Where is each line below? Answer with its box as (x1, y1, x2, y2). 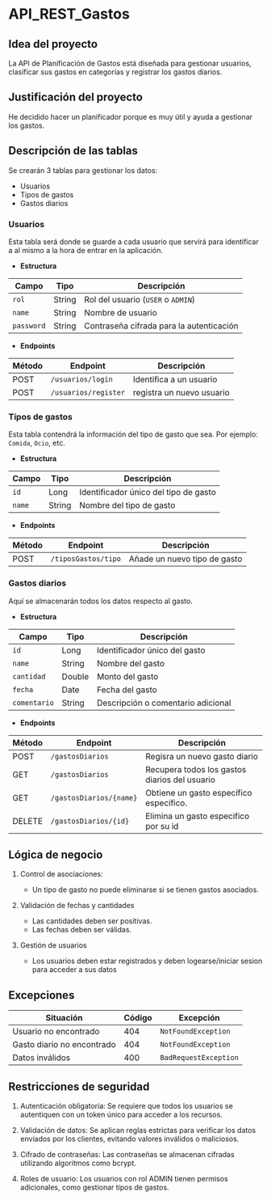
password (12, 321, 46, 330)
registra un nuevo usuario (132, 387, 230, 398)
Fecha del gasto (96, 684, 157, 695)
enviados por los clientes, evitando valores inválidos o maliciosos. (19, 1134, 240, 1143)
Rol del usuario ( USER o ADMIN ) (84, 294, 196, 305)
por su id (144, 820, 179, 831)
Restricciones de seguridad (8, 1080, 150, 1093)
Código (123, 1012, 152, 1024)
